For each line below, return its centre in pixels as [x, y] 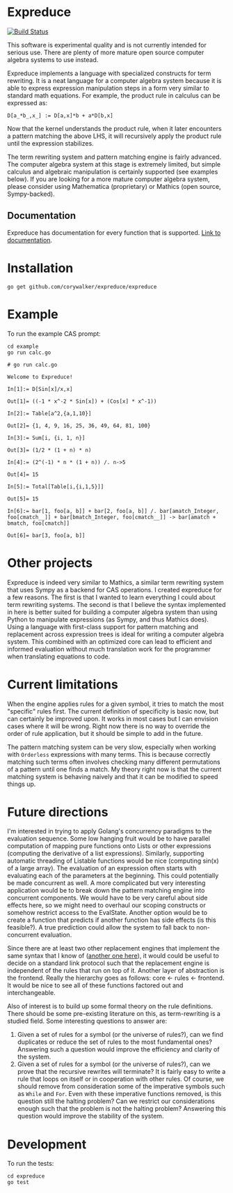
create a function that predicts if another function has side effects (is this [112, 920]
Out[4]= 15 [23, 475]
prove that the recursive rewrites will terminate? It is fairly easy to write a [121, 1072]
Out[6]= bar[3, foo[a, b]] [46, 535]
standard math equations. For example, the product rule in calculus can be [114, 95]
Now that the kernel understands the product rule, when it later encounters [114, 128]
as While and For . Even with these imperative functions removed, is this [119, 1094]
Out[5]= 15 [23, 499]
